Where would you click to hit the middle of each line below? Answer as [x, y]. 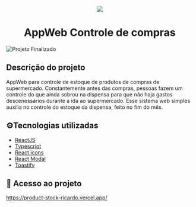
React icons [29, 152]
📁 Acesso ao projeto [44, 183]
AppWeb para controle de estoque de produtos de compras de [83, 82]
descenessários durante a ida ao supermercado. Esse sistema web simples [98, 101]
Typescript [28, 146]
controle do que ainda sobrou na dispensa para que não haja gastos [89, 94]
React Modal [30, 159]
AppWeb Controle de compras [100, 33]
